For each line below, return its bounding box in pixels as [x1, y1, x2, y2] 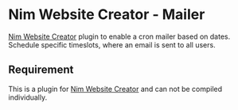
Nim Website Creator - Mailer [8, 6, 205, 24]
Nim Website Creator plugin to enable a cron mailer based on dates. [8, 32, 231, 41]
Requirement [8, 63, 74, 77]
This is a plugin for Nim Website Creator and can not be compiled [8, 84, 223, 93]
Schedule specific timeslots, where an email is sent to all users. [8, 40, 217, 49]
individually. [8, 93, 48, 102]
